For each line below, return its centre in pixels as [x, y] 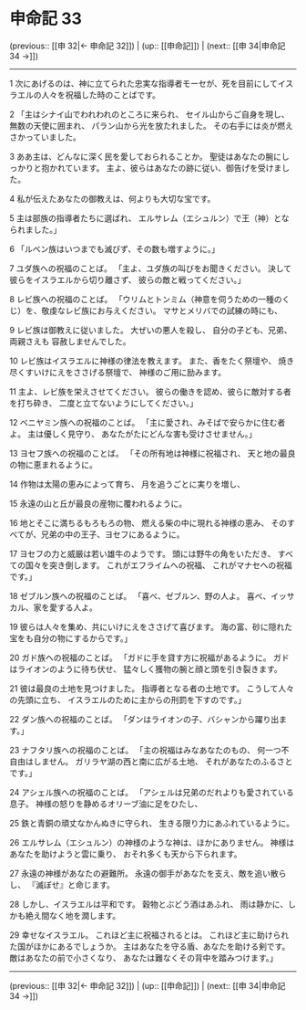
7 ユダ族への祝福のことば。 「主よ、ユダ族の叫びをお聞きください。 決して [151, 268]
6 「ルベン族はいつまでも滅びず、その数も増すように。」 [115, 248]
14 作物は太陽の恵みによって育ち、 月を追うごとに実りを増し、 [127, 484]
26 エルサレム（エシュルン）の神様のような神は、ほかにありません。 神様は [152, 842]
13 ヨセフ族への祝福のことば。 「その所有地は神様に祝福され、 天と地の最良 [153, 453]
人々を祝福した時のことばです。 [101, 95]
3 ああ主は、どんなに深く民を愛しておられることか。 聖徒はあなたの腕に [146, 156]
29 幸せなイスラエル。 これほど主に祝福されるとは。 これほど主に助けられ [149, 935]
